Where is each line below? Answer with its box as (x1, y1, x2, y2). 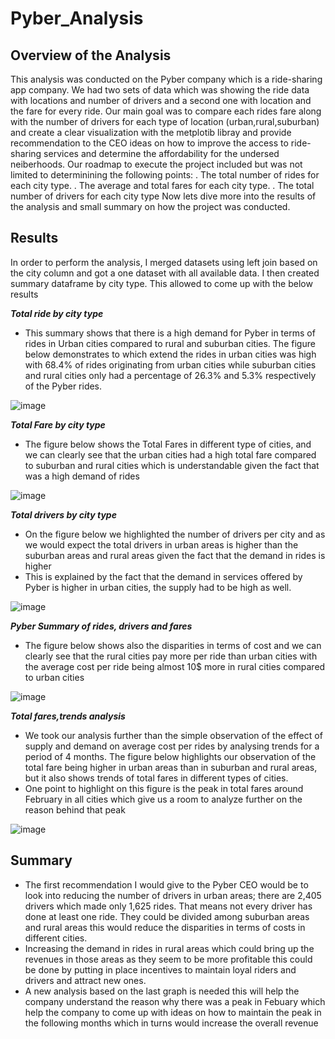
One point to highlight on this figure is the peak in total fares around (24, 782, 304, 794)
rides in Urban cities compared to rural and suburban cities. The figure (24, 337, 316, 349)
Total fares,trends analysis (10, 710, 126, 722)
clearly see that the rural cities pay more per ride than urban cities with (24, 650, 318, 662)
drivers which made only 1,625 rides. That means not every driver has (24, 900, 313, 912)
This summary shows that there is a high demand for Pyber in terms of (24, 327, 316, 339)
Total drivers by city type (10, 508, 117, 521)
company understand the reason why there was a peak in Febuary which (24, 995, 326, 1007)
